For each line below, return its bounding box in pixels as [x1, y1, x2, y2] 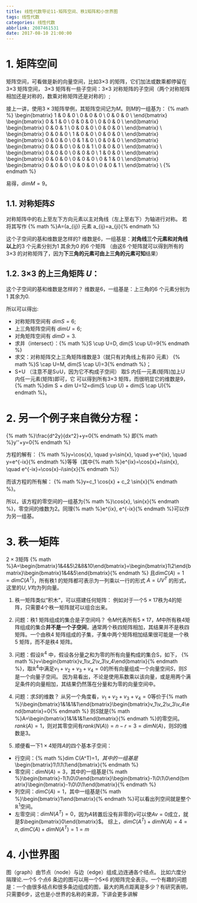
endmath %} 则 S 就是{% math [59, 708, 130, 715]
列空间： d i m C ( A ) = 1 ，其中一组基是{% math [14, 788, 121, 795]
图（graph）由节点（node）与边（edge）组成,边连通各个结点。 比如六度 [6, 868, 182, 875]
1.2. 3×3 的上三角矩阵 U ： [6, 269, 100, 279]
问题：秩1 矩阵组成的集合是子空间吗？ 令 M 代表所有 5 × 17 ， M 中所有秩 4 [14, 617, 185, 624]
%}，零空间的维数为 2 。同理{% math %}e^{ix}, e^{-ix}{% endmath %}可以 [6, 505, 185, 512]
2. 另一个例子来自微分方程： [6, 411, 142, 425]
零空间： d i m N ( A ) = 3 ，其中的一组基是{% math [14, 768, 128, 775]
